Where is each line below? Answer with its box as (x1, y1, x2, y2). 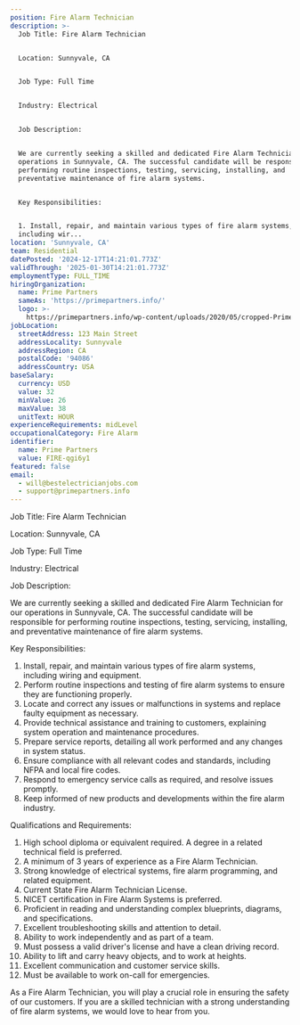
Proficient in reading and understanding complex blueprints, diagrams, (22, 904, 282, 914)
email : (10, 470, 35, 480)
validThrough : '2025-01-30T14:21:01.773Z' (10, 263, 170, 272)
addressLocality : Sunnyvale (18, 338, 123, 347)
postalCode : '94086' (18, 354, 94, 364)
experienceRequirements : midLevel (10, 421, 139, 430)
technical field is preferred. (22, 847, 123, 857)
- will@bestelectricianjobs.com (18, 479, 139, 488)
